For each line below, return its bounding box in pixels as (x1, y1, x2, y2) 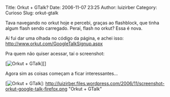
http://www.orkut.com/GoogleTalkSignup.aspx (5, 41, 103, 47)
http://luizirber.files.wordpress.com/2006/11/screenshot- (45, 81, 165, 86)
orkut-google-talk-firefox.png (5, 86, 68, 92)
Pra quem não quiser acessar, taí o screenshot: (5, 51, 105, 56)
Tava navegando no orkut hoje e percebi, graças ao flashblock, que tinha (5, 20, 160, 26)
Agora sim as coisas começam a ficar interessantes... (5, 70, 118, 76)
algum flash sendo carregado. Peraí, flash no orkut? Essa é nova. (5, 25, 143, 31)
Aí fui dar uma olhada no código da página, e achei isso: (5, 35, 124, 41)
